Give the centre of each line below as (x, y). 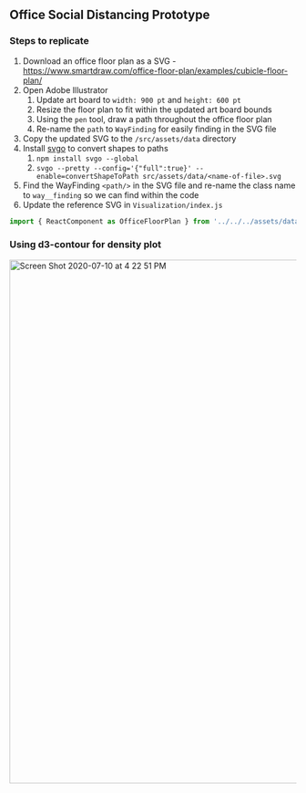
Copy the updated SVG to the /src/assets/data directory (129, 138)
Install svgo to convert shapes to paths (95, 148)
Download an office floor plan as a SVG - (99, 61)
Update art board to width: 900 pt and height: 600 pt (138, 99)
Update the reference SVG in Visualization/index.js (122, 204)
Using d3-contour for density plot (86, 245)
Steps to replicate (49, 41)
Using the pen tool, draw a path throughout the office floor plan (154, 119)
